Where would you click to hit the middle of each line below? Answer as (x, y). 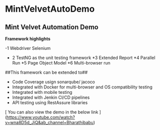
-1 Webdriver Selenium (28, 48)
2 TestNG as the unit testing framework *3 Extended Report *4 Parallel (84, 58)
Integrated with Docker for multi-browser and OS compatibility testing (82, 87)
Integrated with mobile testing (42, 92)
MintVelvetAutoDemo (50, 9)
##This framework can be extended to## (46, 72)
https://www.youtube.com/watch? (41, 117)
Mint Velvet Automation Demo (52, 27)
